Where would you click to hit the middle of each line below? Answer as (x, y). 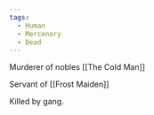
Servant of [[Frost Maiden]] (59, 84)
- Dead (29, 42)
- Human (32, 26)
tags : (19, 17)
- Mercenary (40, 34)
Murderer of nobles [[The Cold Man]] (77, 67)
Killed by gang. (36, 102)
